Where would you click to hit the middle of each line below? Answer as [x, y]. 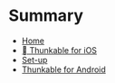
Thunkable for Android [63, 69]
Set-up [34, 60]
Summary [46, 16]
